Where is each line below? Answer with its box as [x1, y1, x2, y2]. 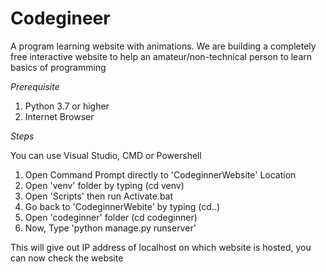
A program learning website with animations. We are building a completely [10, 40, 317, 52]
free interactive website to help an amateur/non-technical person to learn [10, 50, 313, 62]
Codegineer [10, 7, 111, 30]
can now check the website [10, 252, 124, 264]
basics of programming [10, 61, 107, 73]
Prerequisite [10, 80, 60, 92]
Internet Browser [24, 110, 95, 122]
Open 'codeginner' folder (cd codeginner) [24, 211, 198, 223]
